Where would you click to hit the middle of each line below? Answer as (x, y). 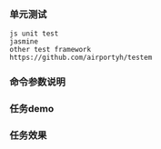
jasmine (24, 42)
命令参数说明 (38, 82)
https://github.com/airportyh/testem (81, 58)
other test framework (50, 50)
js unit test (34, 34)
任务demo (32, 109)
